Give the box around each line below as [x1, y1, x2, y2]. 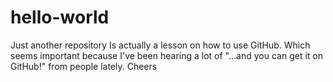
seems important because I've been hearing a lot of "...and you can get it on [10, 49, 323, 61]
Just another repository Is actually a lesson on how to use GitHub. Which [10, 39, 311, 51]
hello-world [10, 6, 110, 29]
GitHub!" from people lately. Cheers [10, 60, 158, 72]
